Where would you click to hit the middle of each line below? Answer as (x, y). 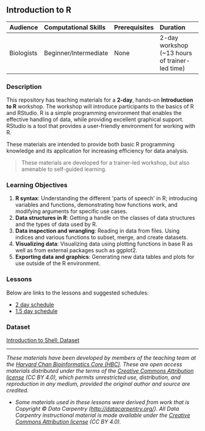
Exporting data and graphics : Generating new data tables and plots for (105, 257)
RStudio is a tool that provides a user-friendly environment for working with (101, 126)
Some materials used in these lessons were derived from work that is (102, 402)
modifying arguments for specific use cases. (71, 211)
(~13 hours (176, 53)
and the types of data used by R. (56, 224)
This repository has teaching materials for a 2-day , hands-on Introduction (100, 100)
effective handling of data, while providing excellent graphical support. (95, 119)
